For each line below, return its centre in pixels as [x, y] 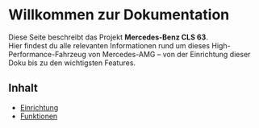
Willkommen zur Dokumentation [119, 15]
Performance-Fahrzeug [48, 54]
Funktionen [39, 116]
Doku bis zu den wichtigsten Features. [72, 63]
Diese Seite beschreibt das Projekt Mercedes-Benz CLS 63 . [108, 37]
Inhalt [23, 88]
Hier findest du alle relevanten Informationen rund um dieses [109, 45]
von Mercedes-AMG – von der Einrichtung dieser [169, 54]
